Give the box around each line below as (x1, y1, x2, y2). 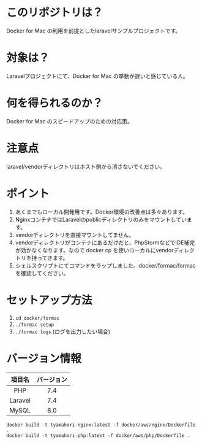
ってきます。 (36, 254, 69, 261)
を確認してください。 (15, 269, 69, 277)
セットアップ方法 (6, 293, 93, 307)
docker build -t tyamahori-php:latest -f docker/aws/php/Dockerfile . (6, 432, 190, 439)
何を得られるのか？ (6, 96, 103, 110)
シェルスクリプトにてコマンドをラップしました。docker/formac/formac (15, 261, 196, 269)
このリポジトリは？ (6, 6, 103, 20)
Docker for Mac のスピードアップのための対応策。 (6, 117, 133, 125)
